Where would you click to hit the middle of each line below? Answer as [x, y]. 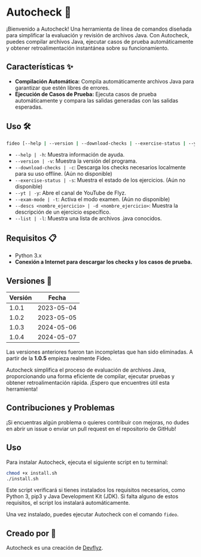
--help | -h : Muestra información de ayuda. [70, 155]
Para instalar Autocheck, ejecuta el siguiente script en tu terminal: [87, 462]
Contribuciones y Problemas [60, 408]
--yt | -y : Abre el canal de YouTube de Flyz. [71, 193]
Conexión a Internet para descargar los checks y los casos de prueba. [103, 262]
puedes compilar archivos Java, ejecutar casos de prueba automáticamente [100, 41]
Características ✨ [40, 67]
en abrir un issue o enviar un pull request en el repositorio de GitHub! [91, 429]
